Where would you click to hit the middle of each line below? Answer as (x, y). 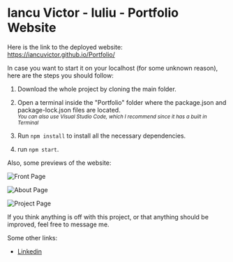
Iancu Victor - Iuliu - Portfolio (93, 13)
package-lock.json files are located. (69, 110)
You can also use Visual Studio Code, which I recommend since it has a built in (112, 117)
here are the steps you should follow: (60, 75)
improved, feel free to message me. (58, 224)
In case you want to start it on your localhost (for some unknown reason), (113, 68)
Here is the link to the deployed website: (65, 47)
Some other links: (32, 238)
